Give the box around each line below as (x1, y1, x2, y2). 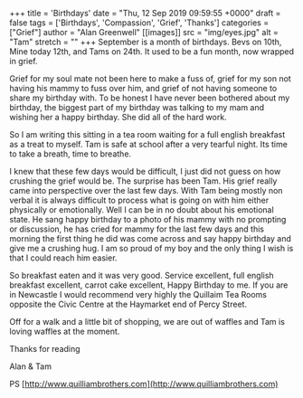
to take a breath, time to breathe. (9, 148, 132, 159)
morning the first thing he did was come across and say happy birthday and (9, 233, 291, 243)
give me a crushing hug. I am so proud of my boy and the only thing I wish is (9, 243, 294, 253)
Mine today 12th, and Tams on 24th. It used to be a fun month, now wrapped (9, 46, 295, 57)
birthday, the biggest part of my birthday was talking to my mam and (9, 102, 265, 112)
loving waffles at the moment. (9, 326, 120, 336)
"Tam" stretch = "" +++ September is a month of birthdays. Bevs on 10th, (9, 36, 282, 47)
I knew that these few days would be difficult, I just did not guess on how (9, 166, 281, 176)
